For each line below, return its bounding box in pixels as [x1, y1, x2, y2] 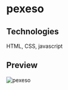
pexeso [6, 2, 44, 16]
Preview [6, 60, 38, 70]
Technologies [6, 26, 59, 37]
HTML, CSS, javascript [6, 42, 63, 50]
